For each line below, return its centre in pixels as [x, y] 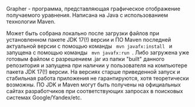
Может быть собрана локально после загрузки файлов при [83, 33]
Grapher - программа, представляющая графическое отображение [93, 9]
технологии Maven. [31, 21]
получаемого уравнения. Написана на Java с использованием [87, 15]
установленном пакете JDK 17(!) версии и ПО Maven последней [89, 40]
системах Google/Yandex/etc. [44, 97]
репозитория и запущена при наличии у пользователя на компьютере [97, 65]
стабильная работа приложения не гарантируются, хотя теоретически [97, 78]
